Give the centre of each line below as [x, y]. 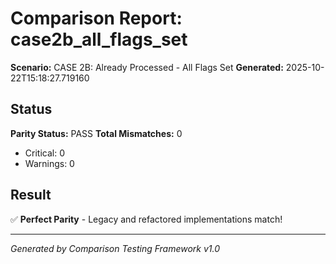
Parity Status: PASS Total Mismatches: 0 [96, 133]
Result [31, 195]
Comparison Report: [96, 18]
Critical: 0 [44, 153]
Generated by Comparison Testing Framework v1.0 [115, 248]
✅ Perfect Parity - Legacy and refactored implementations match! [146, 219]
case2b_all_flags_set [99, 39]
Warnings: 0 [49, 163]
